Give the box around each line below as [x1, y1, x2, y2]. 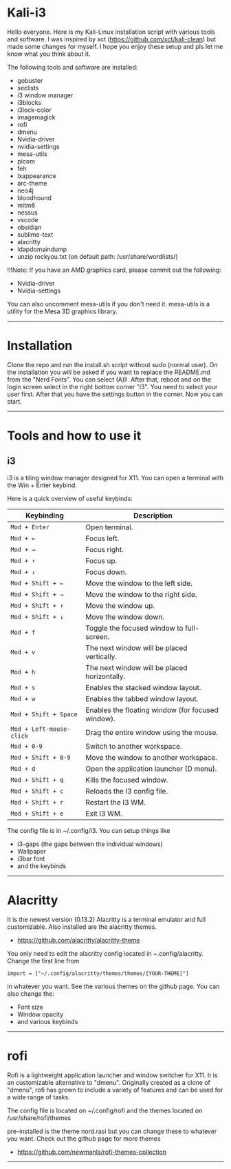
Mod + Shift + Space [10, 710, 78, 718]
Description [133, 511, 173, 520]
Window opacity [16, 1010, 64, 1019]
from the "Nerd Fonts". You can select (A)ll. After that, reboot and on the [7, 375, 212, 384]
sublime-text [16, 230, 54, 239]
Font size [16, 1003, 43, 1011]
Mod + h [10, 668, 36, 676]
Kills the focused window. [85, 775, 168, 785]
